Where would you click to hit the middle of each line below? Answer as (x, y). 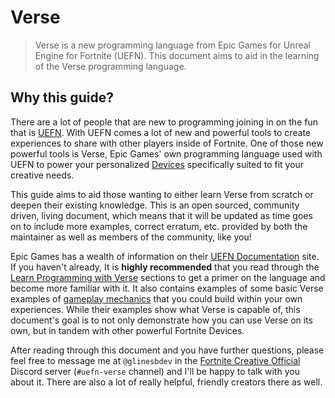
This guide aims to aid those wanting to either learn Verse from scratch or (162, 194)
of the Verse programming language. (110, 66)
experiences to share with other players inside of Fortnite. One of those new (167, 143)
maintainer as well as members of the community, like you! (131, 237)
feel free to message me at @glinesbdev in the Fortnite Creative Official (155, 360)
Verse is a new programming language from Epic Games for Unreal (172, 45)
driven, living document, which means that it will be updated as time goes (161, 215)
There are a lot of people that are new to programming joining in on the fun (164, 122)
